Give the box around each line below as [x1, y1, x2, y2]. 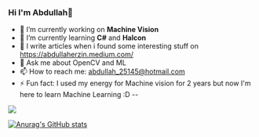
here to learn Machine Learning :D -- [19, 90, 139, 99]
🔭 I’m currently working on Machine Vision [19, 25, 159, 34]
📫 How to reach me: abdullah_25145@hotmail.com [19, 67, 186, 77]
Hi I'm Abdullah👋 [8, 7, 73, 18]
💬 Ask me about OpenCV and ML [19, 58, 127, 67]
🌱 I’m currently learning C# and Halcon [19, 33, 147, 42]
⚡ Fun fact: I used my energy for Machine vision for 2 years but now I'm [19, 78, 251, 88]
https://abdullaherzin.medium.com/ [19, 50, 134, 59]
